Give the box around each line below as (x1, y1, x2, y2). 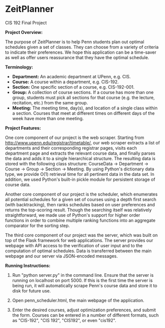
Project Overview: (5, 29, 43, 35)
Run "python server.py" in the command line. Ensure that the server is (12, 272, 154, 278)
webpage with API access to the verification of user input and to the (5, 242, 143, 248)
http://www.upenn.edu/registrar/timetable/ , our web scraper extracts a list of (5, 139, 160, 146)
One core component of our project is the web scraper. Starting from (5, 134, 144, 140)
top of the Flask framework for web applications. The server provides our (5, 237, 153, 243)
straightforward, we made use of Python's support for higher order (5, 212, 140, 218)
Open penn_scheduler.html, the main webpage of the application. (12, 297, 145, 303)
